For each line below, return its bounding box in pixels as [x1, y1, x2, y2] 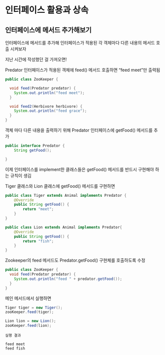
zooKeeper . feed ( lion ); [5, 323, 52, 328]
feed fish [5, 346, 26, 351]
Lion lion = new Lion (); [5, 318, 56, 324]
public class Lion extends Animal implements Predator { [5, 224, 122, 230]
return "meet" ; [23, 207, 54, 212]
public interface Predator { [5, 143, 65, 148]
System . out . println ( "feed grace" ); [14, 108, 87, 114]
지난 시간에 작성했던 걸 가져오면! [5, 56, 67, 62]
